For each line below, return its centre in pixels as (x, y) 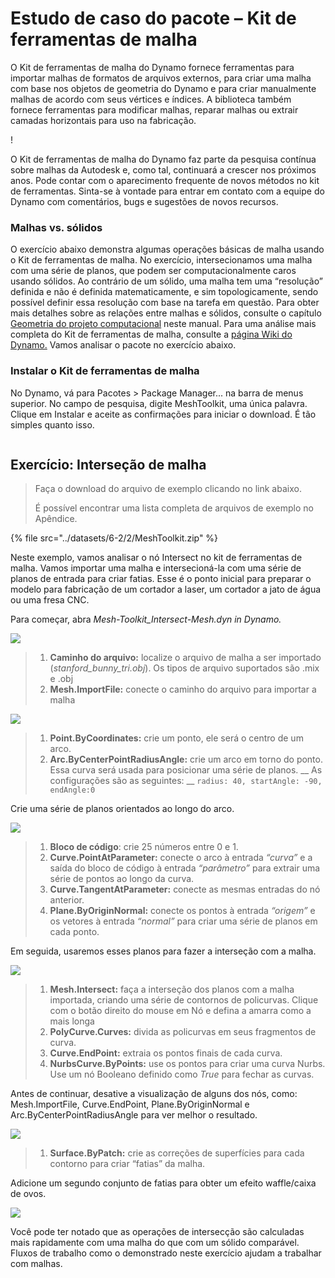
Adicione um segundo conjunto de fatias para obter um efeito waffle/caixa (163, 1183)
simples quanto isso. (52, 424)
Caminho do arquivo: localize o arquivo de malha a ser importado (185, 658)
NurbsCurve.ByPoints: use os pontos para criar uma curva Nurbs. (187, 1064)
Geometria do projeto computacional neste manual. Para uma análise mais (163, 324)
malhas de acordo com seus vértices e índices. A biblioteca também (151, 99)
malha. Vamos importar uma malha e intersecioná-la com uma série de (156, 568)
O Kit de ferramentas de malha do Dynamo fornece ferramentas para (152, 67)
